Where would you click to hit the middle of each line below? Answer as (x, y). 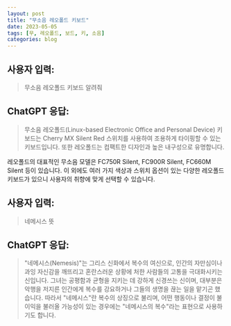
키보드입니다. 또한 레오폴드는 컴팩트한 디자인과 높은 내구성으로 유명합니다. (124, 147)
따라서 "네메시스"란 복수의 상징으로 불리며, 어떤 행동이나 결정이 (130, 298)
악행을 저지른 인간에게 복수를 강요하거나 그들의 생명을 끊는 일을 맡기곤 (119, 289)
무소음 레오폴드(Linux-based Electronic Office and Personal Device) (120, 129)
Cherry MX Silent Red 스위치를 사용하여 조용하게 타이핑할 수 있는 (132, 138)
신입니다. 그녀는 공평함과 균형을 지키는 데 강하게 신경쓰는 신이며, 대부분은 (123, 280)
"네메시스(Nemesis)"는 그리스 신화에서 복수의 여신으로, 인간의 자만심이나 (123, 263)
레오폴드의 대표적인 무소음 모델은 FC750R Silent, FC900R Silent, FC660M (109, 161)
